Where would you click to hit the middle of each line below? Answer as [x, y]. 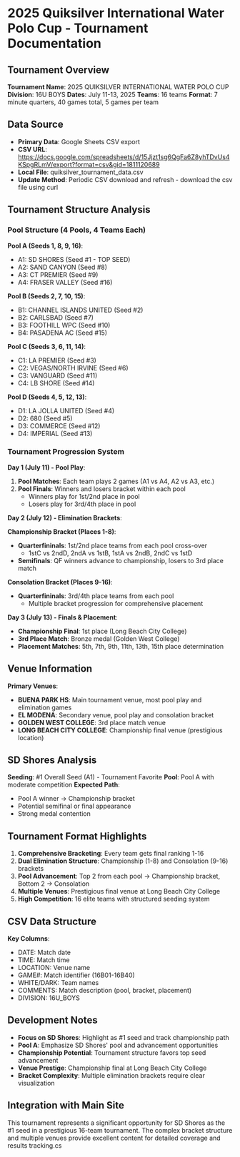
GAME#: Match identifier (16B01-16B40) [76, 975]
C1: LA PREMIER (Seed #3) [57, 360]
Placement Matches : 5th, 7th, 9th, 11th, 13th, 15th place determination [121, 646]
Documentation [55, 44]
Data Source [35, 125]
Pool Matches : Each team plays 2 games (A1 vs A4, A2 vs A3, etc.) [116, 481]
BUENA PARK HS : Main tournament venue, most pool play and [110, 699]
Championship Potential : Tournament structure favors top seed [112, 1052]
